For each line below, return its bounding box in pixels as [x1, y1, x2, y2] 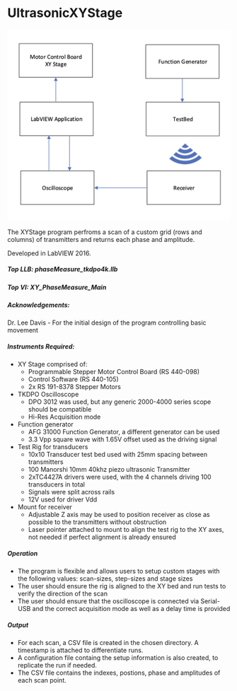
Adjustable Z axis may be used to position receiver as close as [28, 511, 210, 519]
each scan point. [17, 676, 67, 685]
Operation [7, 549, 38, 557]
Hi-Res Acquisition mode [28, 412, 101, 422]
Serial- [200, 597, 221, 605]
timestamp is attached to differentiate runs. [17, 646, 144, 655]
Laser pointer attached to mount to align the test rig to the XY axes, [28, 525, 224, 534]
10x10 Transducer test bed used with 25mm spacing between [28, 451, 207, 459]
